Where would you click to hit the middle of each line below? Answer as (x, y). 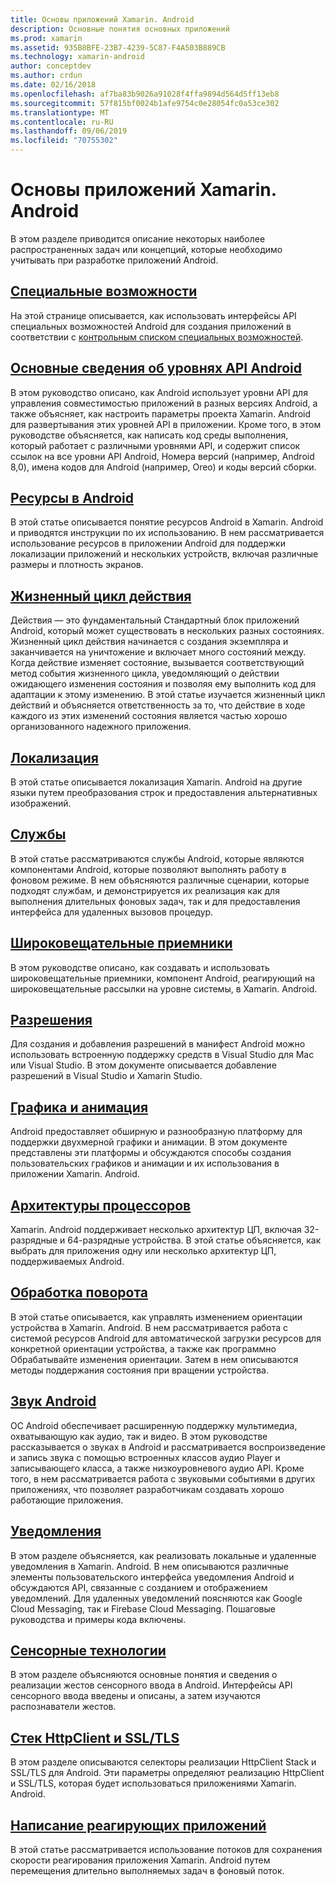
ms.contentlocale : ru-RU (62, 122)
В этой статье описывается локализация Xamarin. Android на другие (156, 782)
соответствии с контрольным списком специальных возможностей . (157, 337)
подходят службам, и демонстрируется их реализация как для (145, 890)
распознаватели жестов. (63, 1707)
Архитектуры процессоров (101, 1205)
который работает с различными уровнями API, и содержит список (155, 445)
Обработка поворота (79, 1292)
